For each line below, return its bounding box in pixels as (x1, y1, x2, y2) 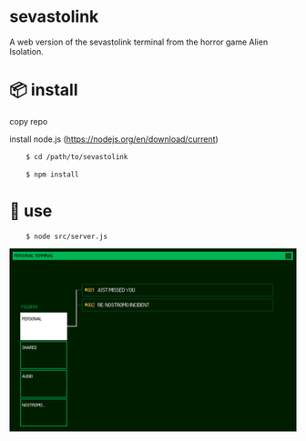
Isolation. (9, 45, 44, 56)
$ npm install (25, 170, 79, 179)
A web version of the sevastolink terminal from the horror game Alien (9, 36, 269, 47)
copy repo (9, 115, 48, 126)
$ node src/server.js (25, 232, 107, 241)
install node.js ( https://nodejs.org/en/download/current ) (9, 134, 219, 145)
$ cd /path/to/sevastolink (25, 152, 128, 161)
